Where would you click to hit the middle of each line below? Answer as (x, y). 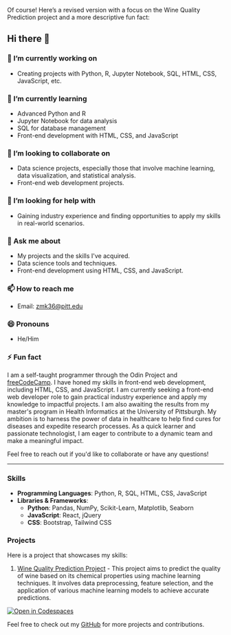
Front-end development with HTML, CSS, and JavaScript (98, 135)
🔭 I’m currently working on (52, 58)
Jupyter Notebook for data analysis (67, 120)
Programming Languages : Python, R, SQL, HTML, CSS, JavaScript (112, 493)
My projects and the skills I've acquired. (74, 256)
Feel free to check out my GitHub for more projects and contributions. (106, 625)
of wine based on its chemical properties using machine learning (109, 576)
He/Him (28, 339)
